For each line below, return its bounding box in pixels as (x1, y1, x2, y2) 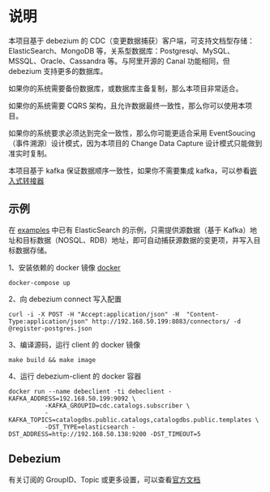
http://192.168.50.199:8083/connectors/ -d (92, 317, 242, 326)
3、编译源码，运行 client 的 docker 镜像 (8, 339, 140, 349)
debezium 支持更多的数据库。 (8, 66, 108, 76)
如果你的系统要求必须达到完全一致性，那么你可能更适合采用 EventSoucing (8, 127, 255, 138)
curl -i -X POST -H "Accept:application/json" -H (8, 310, 180, 318)
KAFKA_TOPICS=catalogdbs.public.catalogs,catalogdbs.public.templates (8, 416, 252, 424)
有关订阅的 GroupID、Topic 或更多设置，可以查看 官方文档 (8, 474, 201, 484)
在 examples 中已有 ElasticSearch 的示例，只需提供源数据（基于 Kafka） (8, 225, 251, 235)
